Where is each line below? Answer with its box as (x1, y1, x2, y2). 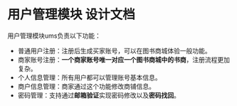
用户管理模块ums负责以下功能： (7, 31, 101, 40)
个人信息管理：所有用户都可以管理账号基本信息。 (17, 73, 162, 82)
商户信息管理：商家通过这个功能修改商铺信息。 (17, 82, 155, 90)
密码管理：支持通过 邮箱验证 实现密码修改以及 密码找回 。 (17, 90, 180, 100)
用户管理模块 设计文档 (7, 6, 135, 23)
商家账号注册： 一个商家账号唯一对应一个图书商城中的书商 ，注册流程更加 (17, 55, 230, 64)
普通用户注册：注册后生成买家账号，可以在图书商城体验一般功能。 (17, 46, 211, 55)
